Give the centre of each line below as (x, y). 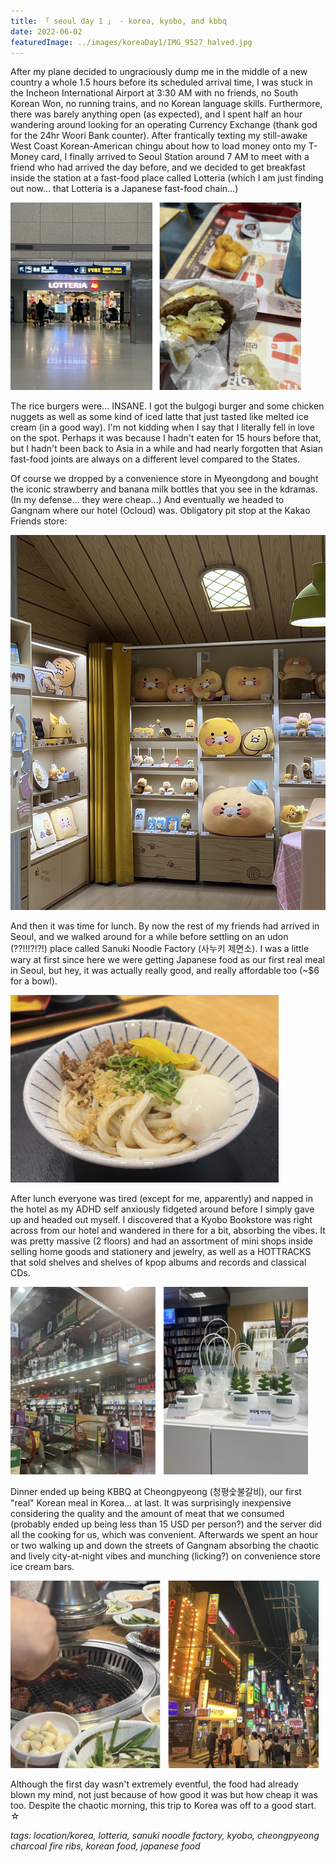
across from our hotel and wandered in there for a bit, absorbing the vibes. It (168, 1231)
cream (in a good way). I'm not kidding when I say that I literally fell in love (162, 427)
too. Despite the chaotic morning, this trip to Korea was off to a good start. (163, 1806)
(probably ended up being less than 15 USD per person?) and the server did (166, 1524)
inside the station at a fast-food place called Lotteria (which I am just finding (167, 178)
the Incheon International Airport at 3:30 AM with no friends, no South (154, 93)
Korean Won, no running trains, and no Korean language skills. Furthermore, (166, 104)
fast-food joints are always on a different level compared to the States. (155, 459)
